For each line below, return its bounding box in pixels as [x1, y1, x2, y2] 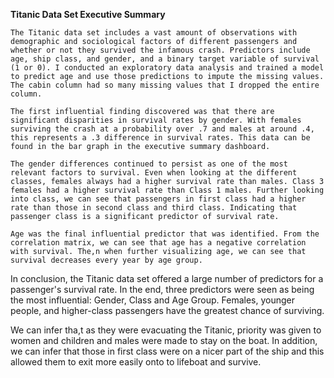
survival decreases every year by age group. [10, 255, 203, 265]
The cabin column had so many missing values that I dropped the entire [10, 80, 320, 90]
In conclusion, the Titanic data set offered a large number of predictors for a [10, 273, 324, 284]
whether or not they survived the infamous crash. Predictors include [10, 45, 311, 55]
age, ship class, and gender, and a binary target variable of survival [10, 54, 320, 64]
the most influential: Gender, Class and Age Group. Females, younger [10, 294, 295, 306]
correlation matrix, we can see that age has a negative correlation [10, 238, 307, 248]
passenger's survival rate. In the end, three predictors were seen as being [10, 284, 315, 295]
